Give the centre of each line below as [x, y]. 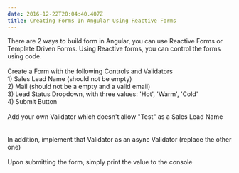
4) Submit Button [32, 101]
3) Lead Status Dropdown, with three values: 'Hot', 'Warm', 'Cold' [103, 94]
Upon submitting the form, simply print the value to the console [100, 162]
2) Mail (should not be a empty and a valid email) [79, 86]
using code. [25, 56]
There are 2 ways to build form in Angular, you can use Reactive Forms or [115, 41]
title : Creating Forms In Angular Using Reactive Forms [92, 21]
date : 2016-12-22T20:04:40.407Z [55, 14]
